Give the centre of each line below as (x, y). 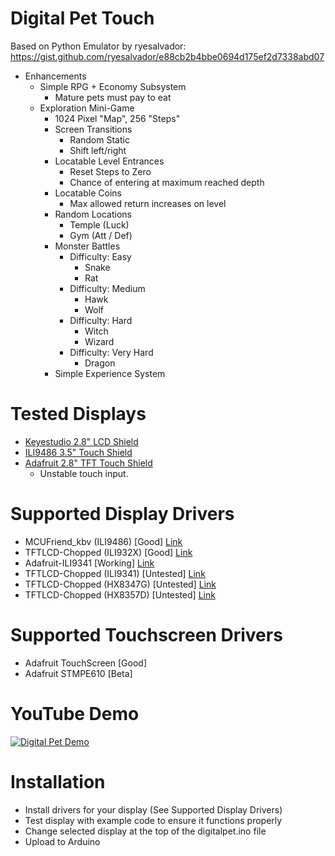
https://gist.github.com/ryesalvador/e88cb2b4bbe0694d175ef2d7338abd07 (167, 56)
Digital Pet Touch (82, 18)
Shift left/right (98, 150)
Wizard (99, 341)
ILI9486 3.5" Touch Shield (78, 452)
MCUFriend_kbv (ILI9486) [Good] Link (103, 541)
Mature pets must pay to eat (113, 97)
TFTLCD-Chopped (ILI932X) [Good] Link (108, 552)
